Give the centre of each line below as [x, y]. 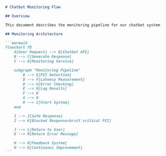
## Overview [17, 16]
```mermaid [16, 43]
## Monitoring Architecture [34, 34]
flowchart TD [19, 48]
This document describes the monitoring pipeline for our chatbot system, [84, 25]
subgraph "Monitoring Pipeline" [47, 70]
